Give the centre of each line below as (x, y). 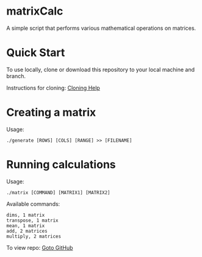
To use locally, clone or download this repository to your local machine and (101, 69)
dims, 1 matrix (26, 215)
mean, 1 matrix (26, 226)
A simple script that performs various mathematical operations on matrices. (101, 28)
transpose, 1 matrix (33, 220)
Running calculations (61, 164)
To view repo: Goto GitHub (40, 247)
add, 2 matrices (27, 231)
